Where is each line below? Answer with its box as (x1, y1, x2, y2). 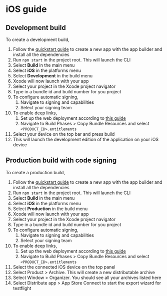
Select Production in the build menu (12, 206, 88, 212)
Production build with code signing (5, 156, 117, 165)
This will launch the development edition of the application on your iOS (12, 136, 159, 142)
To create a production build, (5, 169, 65, 175)
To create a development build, (5, 36, 69, 42)
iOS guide (5, 3, 47, 15)
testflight (12, 285, 31, 291)
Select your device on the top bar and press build (12, 131, 115, 137)
